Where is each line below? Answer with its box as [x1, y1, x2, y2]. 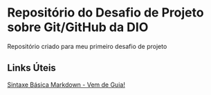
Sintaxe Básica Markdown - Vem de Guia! [7, 81, 126, 89]
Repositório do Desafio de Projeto [7, 5, 204, 21]
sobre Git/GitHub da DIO [7, 19, 149, 35]
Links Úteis [7, 62, 57, 74]
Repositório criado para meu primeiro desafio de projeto [7, 42, 167, 50]
